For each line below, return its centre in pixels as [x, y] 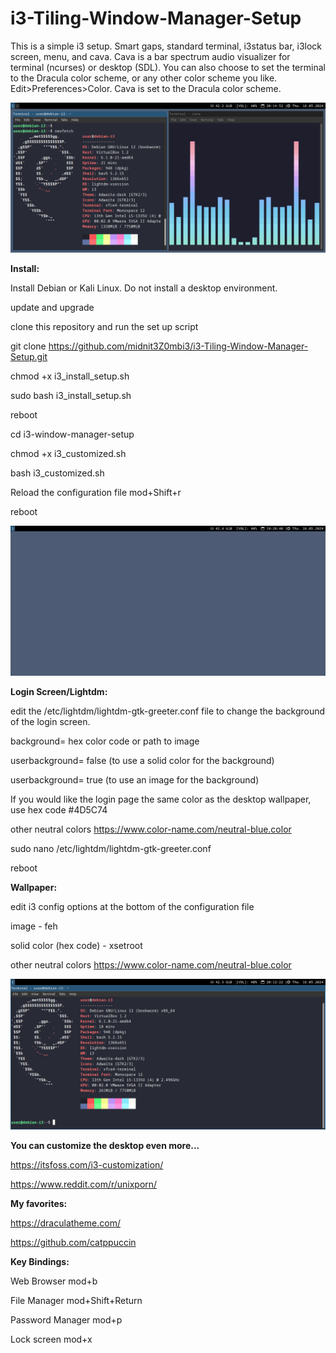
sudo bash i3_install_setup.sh [71, 396]
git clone [28, 346]
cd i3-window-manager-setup [72, 434]
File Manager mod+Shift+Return [76, 1300]
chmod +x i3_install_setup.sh [70, 376]
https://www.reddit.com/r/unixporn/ [84, 1184]
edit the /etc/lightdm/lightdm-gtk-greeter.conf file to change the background [168, 711]
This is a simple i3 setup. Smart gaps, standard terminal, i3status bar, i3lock [166, 46]
